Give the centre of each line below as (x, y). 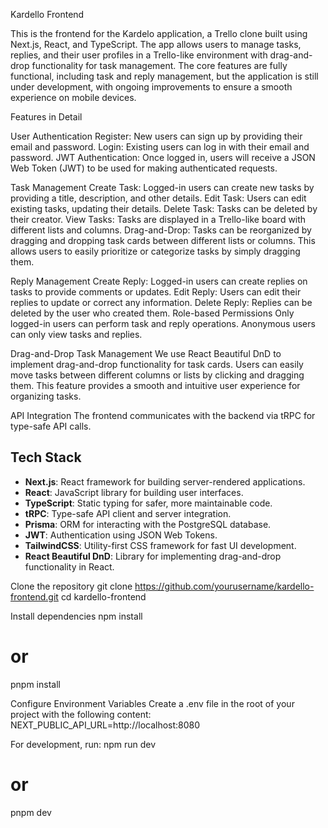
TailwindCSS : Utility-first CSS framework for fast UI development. (160, 545)
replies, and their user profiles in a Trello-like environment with (139, 55)
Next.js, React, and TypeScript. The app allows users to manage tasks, (156, 44)
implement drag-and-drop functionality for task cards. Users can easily (157, 364)
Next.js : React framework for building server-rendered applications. (165, 481)
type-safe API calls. (51, 426)
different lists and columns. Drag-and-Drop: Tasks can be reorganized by (161, 230)
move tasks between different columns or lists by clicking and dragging (157, 375)
